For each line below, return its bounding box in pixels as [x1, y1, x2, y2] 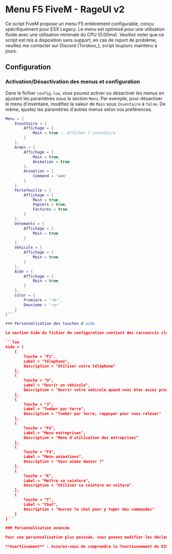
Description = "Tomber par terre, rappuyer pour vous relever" [24, 411, 161, 416]
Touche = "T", [24, 497, 54, 502]
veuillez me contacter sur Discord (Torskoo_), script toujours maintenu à [5, 42, 158, 48]
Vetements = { [14, 221, 45, 226]
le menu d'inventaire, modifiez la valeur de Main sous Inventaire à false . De [5, 101, 166, 107]
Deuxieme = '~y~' [24, 302, 60, 308]
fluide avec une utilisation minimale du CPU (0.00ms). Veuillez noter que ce [5, 31, 164, 37]
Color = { [14, 293, 36, 298]
